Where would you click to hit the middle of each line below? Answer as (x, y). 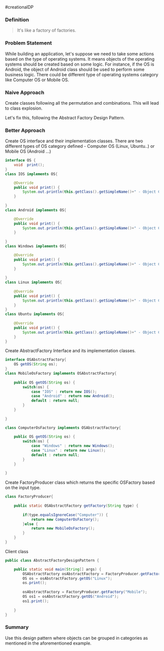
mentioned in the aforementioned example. (48, 643)
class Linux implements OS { (34, 282)
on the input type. (23, 488)
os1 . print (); (36, 601)
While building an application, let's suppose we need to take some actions (80, 54)
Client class (17, 551)
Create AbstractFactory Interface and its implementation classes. (70, 351)
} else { (30, 524)
